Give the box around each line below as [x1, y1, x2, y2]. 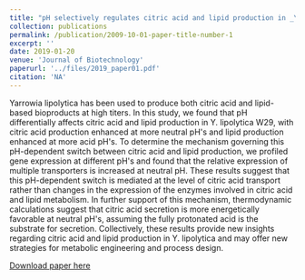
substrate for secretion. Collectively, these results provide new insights [9, 223, 275, 234]
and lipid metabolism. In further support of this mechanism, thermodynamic [9, 194, 292, 205]
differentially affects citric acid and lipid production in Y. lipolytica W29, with [9, 116, 294, 127]
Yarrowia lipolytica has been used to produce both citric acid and [9, 97, 253, 108]
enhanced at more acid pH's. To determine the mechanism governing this [9, 135, 284, 146]
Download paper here [9, 260, 91, 271]
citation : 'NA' [9, 73, 67, 82]
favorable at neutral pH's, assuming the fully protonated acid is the [9, 213, 259, 224]
